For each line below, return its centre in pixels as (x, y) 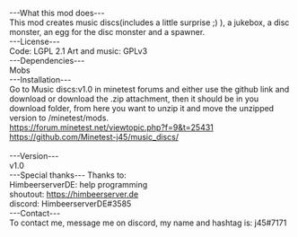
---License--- (35, 41)
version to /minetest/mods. (59, 118)
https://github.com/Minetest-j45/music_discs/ (94, 137)
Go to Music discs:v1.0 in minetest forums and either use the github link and (149, 89)
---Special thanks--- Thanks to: (68, 175)
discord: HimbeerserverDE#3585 (70, 204)
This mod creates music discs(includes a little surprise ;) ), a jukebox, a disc (149, 22)
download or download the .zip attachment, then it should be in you (134, 99)
